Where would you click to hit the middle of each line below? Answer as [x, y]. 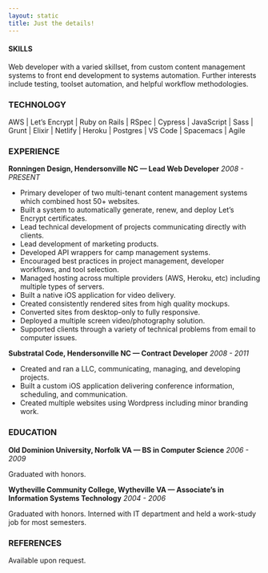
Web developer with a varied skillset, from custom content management [127, 67]
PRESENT [24, 177]
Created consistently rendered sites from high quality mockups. [125, 304]
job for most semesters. [47, 522]
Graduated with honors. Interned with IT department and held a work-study [132, 514]
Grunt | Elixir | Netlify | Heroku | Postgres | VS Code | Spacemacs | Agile [127, 130]
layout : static [34, 16]
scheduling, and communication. [74, 395]
